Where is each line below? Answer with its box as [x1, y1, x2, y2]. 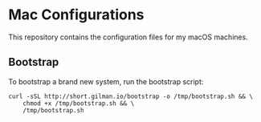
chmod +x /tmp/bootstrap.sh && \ [22, 99, 135, 108]
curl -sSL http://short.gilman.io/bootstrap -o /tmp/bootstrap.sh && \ [8, 92, 253, 100]
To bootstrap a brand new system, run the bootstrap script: [8, 76, 204, 86]
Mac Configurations [8, 6, 145, 24]
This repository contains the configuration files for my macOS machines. [8, 32, 249, 42]
